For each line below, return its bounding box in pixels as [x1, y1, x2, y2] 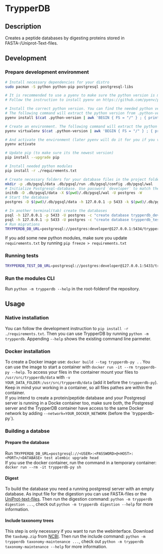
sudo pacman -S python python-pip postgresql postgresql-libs [5, 84, 133, 89]
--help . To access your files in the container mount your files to [11, 369, 138, 375]
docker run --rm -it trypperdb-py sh [5, 465, 81, 470]
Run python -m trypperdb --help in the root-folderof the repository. [5, 285, 140, 291]
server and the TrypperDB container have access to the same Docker [5, 405, 144, 411]
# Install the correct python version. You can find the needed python [5, 106, 153, 111]
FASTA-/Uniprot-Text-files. [5, 40, 58, 46]
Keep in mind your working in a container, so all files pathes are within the [5, 384, 152, 390]
